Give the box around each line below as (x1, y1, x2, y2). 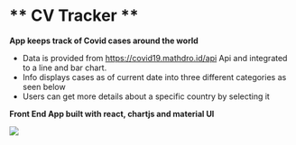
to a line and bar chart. (22, 62, 107, 73)
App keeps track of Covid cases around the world (9, 35, 199, 46)
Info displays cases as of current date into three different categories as (22, 71, 287, 82)
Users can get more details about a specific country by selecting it (22, 91, 271, 102)
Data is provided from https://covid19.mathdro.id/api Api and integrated (22, 52, 288, 63)
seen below (22, 81, 66, 92)
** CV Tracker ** (9, 5, 139, 26)
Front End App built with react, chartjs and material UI (9, 108, 215, 119)
